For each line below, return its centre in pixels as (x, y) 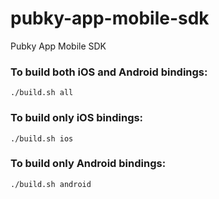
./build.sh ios (42, 138)
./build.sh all (42, 93)
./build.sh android (51, 184)
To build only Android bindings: (88, 164)
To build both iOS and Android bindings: (109, 72)
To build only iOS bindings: (77, 118)
